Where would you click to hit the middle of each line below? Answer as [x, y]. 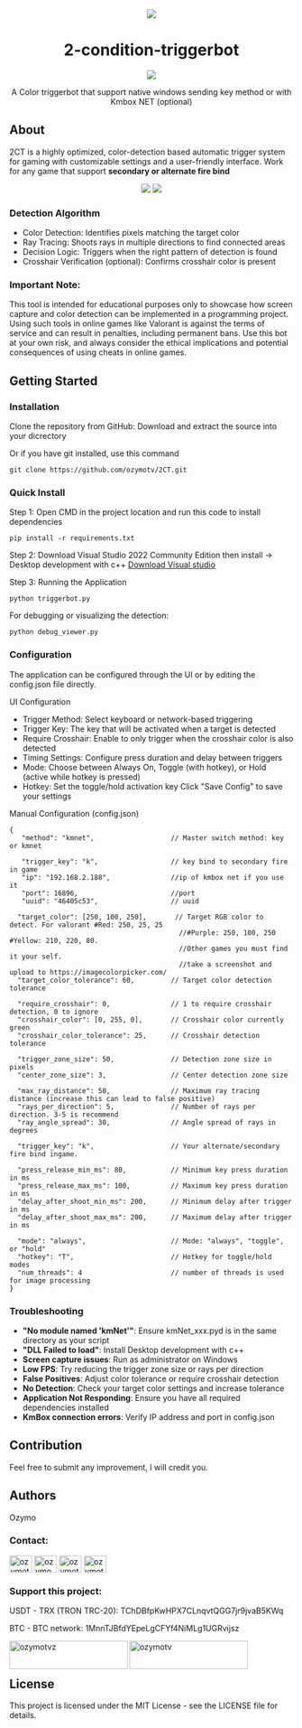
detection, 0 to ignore [54, 1012]
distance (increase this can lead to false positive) [113, 1098]
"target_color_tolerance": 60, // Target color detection [145, 980]
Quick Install [37, 492]
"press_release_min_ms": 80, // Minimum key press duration [153, 1170]
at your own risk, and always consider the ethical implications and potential [149, 343]
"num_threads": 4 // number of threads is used [151, 1273]
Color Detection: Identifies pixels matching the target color [131, 233]
